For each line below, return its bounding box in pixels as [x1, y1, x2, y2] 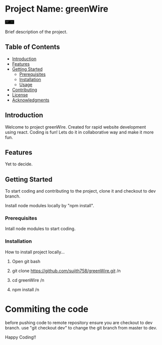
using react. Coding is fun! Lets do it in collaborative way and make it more [5, 129, 154, 135]
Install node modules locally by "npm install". [5, 203, 94, 209]
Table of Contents [5, 43, 60, 51]
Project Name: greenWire [5, 3, 109, 15]
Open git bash [12, 258, 41, 264]
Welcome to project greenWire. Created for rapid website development [5, 124, 146, 130]
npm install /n [12, 286, 40, 292]
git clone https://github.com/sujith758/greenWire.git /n [12, 268, 121, 274]
